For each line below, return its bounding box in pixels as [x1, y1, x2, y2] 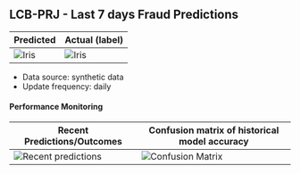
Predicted [13, 33, 56, 46]
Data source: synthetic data [21, 71, 124, 82]
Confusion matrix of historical [148, 124, 279, 137]
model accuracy [178, 136, 249, 148]
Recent [57, 124, 89, 137]
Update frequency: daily [21, 80, 112, 92]
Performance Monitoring [9, 102, 104, 112]
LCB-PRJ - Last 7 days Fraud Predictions [9, 7, 239, 22]
